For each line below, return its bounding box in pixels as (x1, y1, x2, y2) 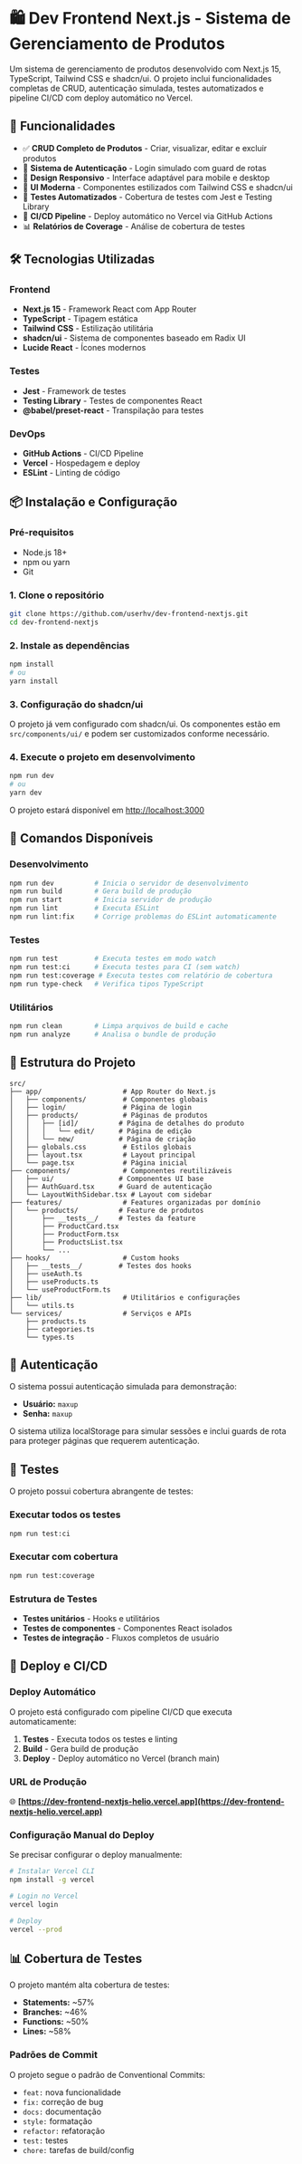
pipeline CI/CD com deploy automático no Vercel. (9, 92, 193, 103)
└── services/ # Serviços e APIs (9, 1309, 193, 1318)
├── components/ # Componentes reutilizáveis (9, 1166, 232, 1175)
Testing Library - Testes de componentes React (22, 395, 203, 406)
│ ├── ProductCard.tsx (9, 1221, 119, 1231)
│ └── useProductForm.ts (9, 1284, 111, 1294)
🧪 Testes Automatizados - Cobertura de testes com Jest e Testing (22, 191, 273, 202)
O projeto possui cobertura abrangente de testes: (9, 1486, 193, 1496)
